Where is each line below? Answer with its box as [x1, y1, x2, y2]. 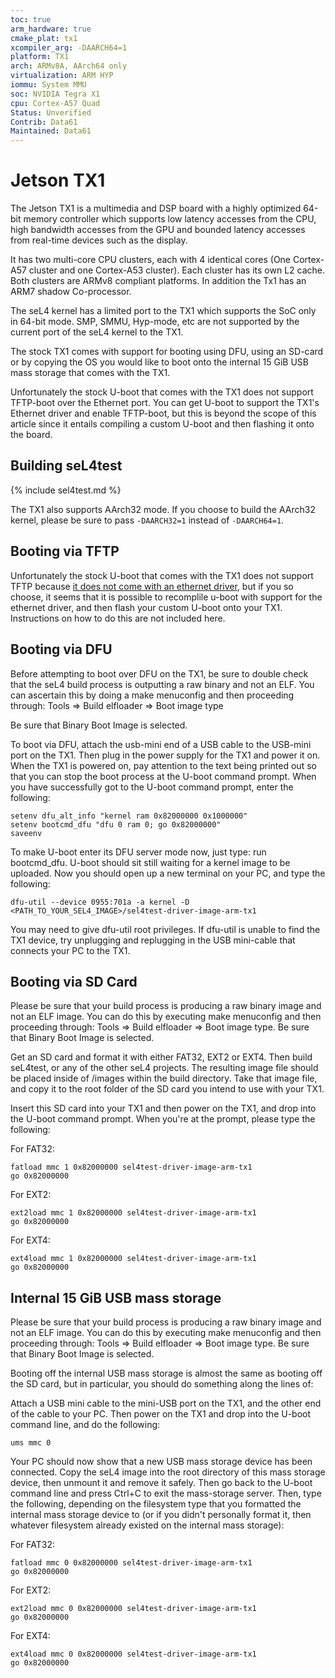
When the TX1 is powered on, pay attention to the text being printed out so [10, 759, 317, 771]
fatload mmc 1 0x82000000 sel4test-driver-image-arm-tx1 [10, 1162, 253, 1173]
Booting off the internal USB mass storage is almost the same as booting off [10, 1367, 323, 1380]
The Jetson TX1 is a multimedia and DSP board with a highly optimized [10, 202, 302, 215]
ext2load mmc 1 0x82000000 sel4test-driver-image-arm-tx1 [10, 1208, 257, 1218]
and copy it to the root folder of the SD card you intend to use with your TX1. [10, 1083, 325, 1095]
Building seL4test [10, 457, 123, 475]
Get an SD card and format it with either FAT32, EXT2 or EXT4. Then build [10, 1051, 313, 1063]
